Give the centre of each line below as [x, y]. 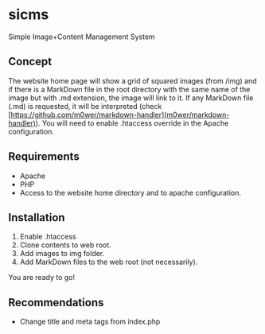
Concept [30, 62]
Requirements [44, 157]
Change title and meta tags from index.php [90, 322]
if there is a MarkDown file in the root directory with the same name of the [129, 89]
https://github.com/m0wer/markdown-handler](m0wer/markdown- [120, 115]
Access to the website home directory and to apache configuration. [130, 192]
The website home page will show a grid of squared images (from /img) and [132, 80]
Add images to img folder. [62, 254]
